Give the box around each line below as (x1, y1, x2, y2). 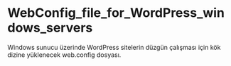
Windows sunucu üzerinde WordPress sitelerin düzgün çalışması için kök (7, 43, 221, 51)
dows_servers (7, 20, 93, 36)
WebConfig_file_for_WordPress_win (7, 5, 225, 21)
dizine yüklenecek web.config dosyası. (7, 51, 122, 59)
